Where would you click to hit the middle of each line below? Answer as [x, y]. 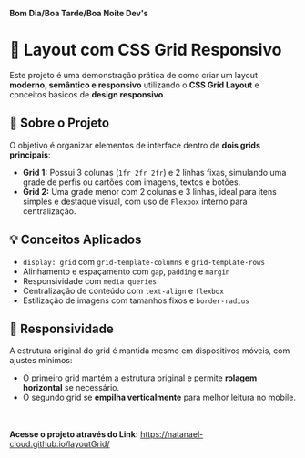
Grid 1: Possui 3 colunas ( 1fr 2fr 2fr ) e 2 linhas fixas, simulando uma [154, 172]
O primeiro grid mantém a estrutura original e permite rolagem [140, 378]
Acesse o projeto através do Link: [74, 434]
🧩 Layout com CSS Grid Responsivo [146, 50]
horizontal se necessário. [71, 388]
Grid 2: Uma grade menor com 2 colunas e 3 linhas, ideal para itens [150, 191]
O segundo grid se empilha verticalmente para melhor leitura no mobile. [159, 397]
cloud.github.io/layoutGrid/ [60, 444]
